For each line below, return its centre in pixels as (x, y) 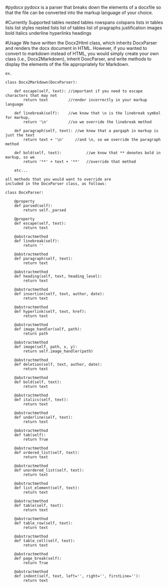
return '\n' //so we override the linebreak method (88, 122)
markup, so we (20, 157)
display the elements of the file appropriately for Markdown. (67, 64)
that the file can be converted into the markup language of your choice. (79, 13)
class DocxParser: (24, 192)
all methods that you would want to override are (58, 179)
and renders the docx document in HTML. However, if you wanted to (76, 48)
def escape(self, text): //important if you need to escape (78, 91)
